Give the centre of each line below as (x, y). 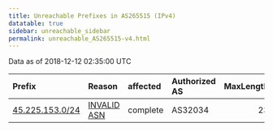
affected (145, 87)
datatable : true (36, 23)
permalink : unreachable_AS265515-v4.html (80, 38)
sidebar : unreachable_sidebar (60, 31)
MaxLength (247, 87)
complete (146, 110)
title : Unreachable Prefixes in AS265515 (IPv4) (92, 16)
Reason (103, 87)
